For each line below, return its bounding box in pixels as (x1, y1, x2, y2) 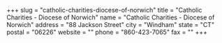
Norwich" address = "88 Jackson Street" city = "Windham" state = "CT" (6, 21, 214, 28)
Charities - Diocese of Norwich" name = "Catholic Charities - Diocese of (6, 13, 215, 21)
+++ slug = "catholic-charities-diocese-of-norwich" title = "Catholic (6, 6, 202, 14)
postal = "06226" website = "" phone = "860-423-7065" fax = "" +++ (6, 28, 207, 36)
